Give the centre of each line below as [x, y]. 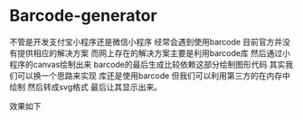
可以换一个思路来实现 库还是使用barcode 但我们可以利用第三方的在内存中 [154, 75]
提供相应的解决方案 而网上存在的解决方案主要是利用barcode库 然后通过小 [154, 53]
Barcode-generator [83, 16]
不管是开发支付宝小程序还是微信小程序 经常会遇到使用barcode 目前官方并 [146, 42]
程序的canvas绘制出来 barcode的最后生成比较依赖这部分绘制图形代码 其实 [147, 64]
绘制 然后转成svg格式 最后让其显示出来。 [86, 87]
